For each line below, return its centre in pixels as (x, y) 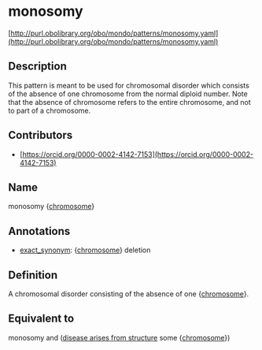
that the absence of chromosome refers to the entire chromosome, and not (130, 102)
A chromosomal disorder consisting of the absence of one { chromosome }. (129, 294)
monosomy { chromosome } (52, 207)
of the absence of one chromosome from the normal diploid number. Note (128, 94)
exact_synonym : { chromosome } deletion (85, 250)
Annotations (39, 231)
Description (37, 67)
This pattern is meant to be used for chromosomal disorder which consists (129, 85)
